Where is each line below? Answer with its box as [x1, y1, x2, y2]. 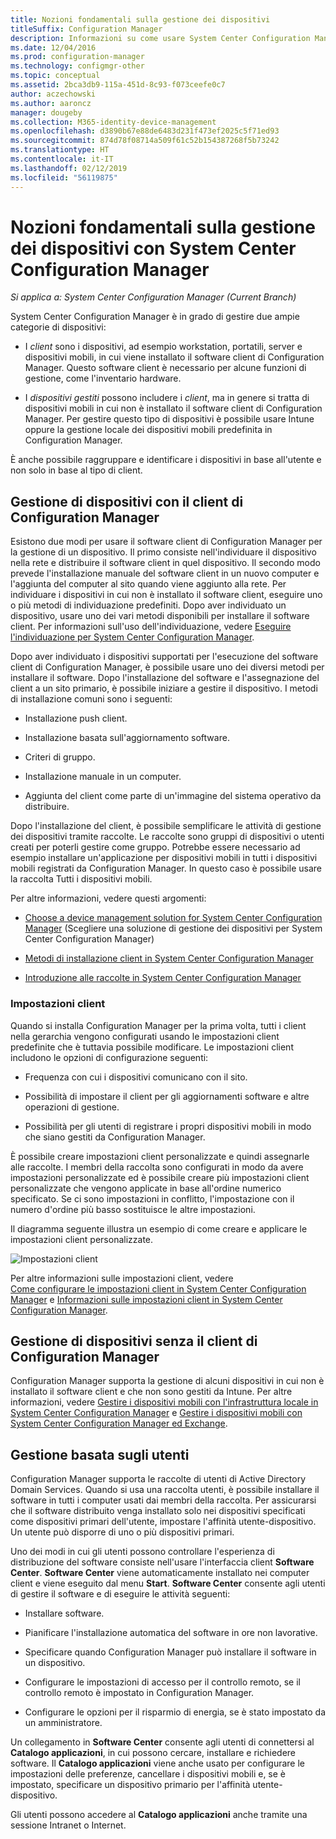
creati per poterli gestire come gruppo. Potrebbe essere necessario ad [10, 841, 301, 853]
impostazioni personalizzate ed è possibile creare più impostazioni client [10, 1171, 310, 1183]
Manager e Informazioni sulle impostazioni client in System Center [10, 1293, 283, 1305]
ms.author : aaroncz [10, 98, 92, 108]
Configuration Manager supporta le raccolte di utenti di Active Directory [10, 1473, 307, 1485]
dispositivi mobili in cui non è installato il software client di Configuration [24, 402, 323, 415]
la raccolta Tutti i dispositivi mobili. [10, 873, 153, 885]
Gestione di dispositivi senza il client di [10, 1332, 258, 1350]
